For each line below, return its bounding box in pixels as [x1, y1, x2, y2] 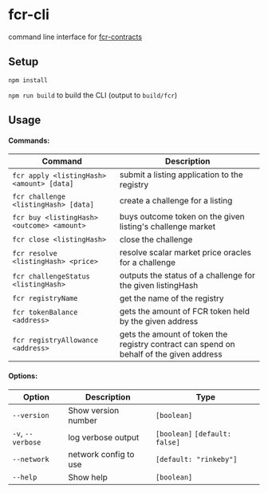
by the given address [119, 316, 199, 327]
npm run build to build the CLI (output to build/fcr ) [8, 90, 178, 100]
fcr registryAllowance [12, 336, 98, 345]
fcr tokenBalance [12, 308, 78, 317]
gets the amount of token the [119, 329, 228, 340]
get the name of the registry [119, 293, 225, 304]
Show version [67, 404, 120, 416]
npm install [8, 76, 48, 85]
